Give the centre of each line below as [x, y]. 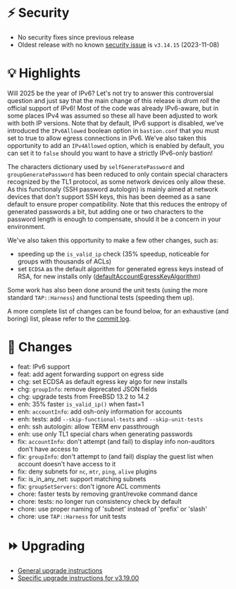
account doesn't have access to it [67, 464]
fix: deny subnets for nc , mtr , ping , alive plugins [87, 471]
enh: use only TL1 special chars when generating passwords [105, 434]
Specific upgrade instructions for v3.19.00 [78, 578]
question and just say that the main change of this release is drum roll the [114, 100]
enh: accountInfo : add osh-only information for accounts [100, 411]
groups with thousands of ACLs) [64, 261]
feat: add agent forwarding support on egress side [91, 374]
